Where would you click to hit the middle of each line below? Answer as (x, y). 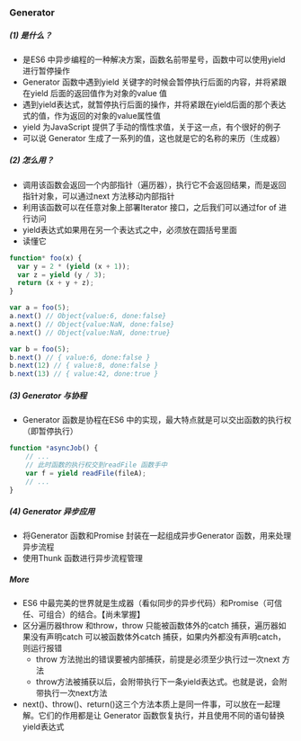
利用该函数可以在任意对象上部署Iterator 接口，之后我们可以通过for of (149, 207)
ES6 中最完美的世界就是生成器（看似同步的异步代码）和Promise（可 (148, 603)
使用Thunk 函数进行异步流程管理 (83, 558)
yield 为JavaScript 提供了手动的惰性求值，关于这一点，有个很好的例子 (151, 127)
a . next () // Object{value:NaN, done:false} (92, 324)
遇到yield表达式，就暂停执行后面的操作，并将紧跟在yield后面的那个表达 (154, 104)
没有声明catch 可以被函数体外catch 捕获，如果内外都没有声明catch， (158, 637)
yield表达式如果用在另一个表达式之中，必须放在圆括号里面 (130, 229)
